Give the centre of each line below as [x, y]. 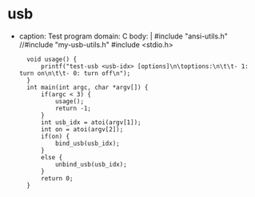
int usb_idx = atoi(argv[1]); [91, 122]
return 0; [57, 178]
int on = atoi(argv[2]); [82, 129]
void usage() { [52, 59]
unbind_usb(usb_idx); [91, 164]
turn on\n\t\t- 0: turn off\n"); [75, 73]
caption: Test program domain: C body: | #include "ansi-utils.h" [124, 36]
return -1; [73, 108]
